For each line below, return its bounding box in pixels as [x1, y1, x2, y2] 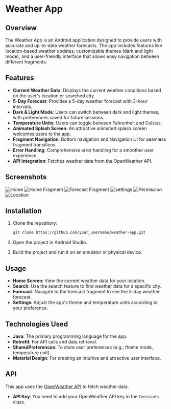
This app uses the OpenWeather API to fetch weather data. [5, 383, 129, 390]
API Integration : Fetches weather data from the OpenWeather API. [12, 158, 153, 164]
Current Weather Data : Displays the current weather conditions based [12, 87, 162, 93]
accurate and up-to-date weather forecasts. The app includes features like [5, 42, 162, 49]
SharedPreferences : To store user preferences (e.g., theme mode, [12, 344, 153, 350]
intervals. [12, 103, 33, 110]
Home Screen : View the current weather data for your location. [12, 277, 146, 284]
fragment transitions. [12, 141, 57, 147]
